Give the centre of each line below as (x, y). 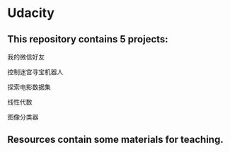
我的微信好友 (26, 57)
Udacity (31, 13)
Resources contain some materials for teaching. (116, 140)
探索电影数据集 (29, 87)
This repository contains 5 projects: (88, 39)
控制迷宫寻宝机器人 (35, 72)
